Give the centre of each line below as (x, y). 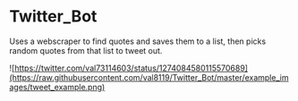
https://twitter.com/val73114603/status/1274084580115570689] (132, 68)
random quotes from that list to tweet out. (86, 50)
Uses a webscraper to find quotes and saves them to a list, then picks (138, 41)
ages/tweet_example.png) (57, 87)
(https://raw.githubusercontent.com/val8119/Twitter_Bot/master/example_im (149, 77)
